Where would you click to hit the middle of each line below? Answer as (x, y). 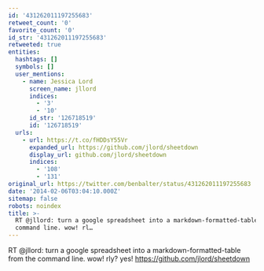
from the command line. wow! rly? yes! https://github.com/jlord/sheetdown (129, 258)
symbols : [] (35, 67)
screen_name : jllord (62, 89)
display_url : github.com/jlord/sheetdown (98, 154)
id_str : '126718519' (62, 118)
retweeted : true (35, 45)
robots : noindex (35, 206)
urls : (24, 132)
